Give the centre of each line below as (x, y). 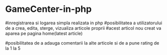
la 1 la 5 (13, 48)
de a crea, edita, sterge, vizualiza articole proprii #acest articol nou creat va (83, 28)
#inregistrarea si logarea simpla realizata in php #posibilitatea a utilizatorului (84, 23)
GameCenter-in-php (48, 9)
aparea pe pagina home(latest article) (44, 33)
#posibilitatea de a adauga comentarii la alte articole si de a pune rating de (82, 43)
